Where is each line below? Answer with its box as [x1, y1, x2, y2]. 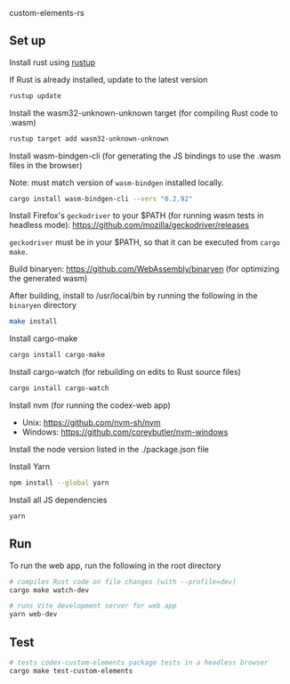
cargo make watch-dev [9, 585, 90, 595]
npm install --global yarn [9, 478, 109, 488]
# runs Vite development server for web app [9, 601, 177, 611]
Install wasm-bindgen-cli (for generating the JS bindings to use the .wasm [9, 151, 282, 161]
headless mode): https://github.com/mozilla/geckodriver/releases [9, 220, 249, 231]
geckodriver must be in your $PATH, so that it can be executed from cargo [9, 237, 280, 248]
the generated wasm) [9, 273, 88, 284]
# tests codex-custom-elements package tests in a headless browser [9, 658, 269, 667]
